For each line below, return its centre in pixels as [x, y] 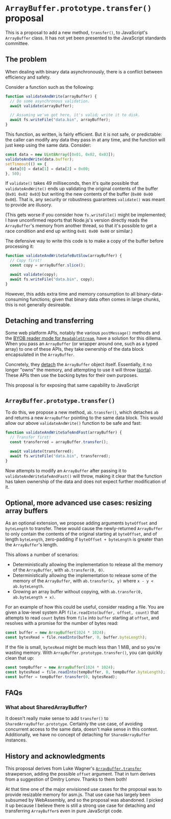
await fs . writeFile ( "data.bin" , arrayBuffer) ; [60, 120]
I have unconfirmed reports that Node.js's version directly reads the [77, 220]
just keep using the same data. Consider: [48, 145]
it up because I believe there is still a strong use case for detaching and [80, 806]
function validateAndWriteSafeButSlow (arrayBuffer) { [64, 256]
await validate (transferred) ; [42, 451]
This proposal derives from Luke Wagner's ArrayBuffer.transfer [74, 768]
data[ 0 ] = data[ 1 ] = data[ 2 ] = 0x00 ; [50, 169]
